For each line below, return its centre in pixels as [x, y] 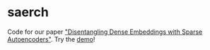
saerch [28, 12]
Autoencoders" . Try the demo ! [51, 39]
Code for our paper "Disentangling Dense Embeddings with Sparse [105, 32]
